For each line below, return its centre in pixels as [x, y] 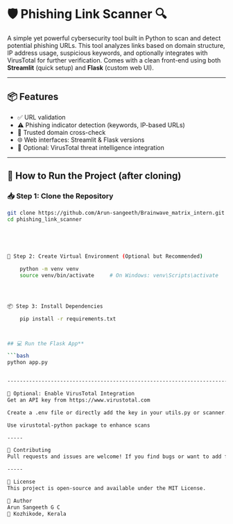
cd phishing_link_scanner [44, 220]
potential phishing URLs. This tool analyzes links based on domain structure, [116, 45]
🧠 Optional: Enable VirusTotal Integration [71, 394]
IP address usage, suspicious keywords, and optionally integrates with [107, 53]
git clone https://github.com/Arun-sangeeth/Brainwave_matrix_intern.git [116, 213]
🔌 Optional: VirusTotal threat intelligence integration [90, 147]
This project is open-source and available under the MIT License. [107, 488]
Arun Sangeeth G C [34, 507]
